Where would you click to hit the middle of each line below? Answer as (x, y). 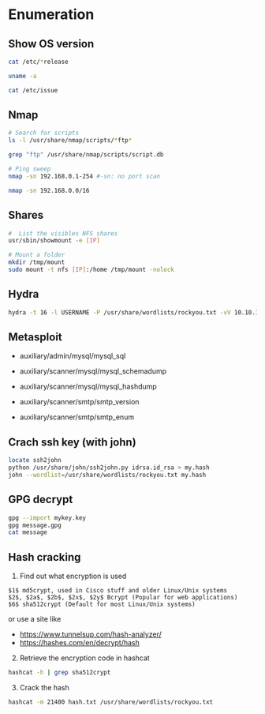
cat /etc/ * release (38, 62)
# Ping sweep (30, 169)
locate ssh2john (35, 460)
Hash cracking (45, 557)
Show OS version (51, 44)
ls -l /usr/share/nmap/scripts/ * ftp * (70, 141)
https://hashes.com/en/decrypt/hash (79, 643)
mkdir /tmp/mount (37, 262)
